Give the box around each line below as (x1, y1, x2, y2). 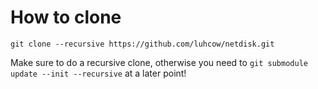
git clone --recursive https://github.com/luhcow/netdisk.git (10, 39, 275, 49)
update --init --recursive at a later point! (10, 67, 187, 79)
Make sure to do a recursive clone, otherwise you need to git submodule (10, 56, 308, 68)
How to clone (10, 6, 122, 29)
